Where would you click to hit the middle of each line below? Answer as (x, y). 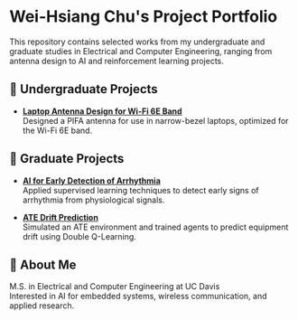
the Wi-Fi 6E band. (57, 130)
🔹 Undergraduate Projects (84, 89)
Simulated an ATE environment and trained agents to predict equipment (155, 227)
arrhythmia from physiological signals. (93, 200)
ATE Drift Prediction (61, 217)
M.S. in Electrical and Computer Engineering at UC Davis (115, 287)
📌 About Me (43, 264)
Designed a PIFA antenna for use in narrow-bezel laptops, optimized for (155, 120)
